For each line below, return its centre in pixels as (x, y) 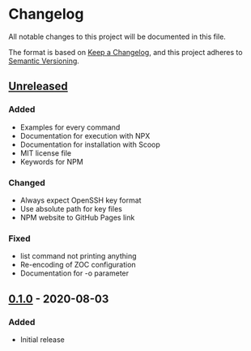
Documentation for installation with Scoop (90, 144)
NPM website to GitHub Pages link (77, 217)
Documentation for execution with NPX (85, 135)
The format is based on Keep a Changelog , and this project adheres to (125, 52)
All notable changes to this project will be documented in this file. (117, 36)
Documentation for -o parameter (74, 273)
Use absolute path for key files (71, 208)
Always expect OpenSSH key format (81, 200)
